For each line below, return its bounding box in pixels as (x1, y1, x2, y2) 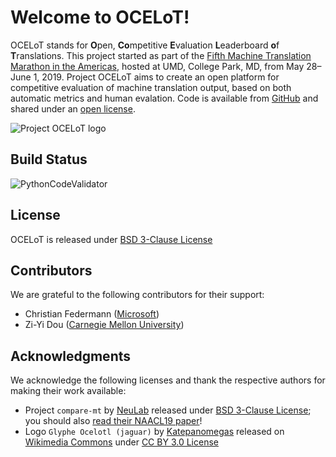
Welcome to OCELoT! (10, 6, 190, 29)
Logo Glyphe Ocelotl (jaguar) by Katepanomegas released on (24, 426, 285, 438)
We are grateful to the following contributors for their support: (10, 289, 265, 301)
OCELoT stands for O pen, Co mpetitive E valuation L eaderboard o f (10, 39, 280, 51)
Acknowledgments (10, 347, 132, 365)
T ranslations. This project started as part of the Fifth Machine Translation (10, 49, 312, 61)
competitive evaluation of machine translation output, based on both (10, 81, 292, 93)
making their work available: (10, 385, 127, 397)
